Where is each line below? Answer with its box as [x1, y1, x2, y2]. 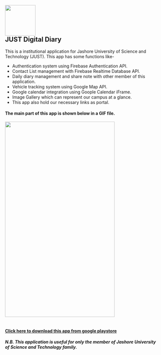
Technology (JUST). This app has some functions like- [5, 53, 114, 59]
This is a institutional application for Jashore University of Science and [5, 48, 146, 54]
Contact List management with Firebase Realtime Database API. [12, 68, 140, 74]
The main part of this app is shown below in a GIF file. [5, 110, 115, 116]
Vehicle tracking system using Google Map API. [12, 84, 107, 89]
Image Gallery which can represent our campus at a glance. [12, 94, 132, 100]
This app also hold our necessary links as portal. [12, 99, 109, 105]
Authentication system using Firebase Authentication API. [12, 63, 127, 69]
